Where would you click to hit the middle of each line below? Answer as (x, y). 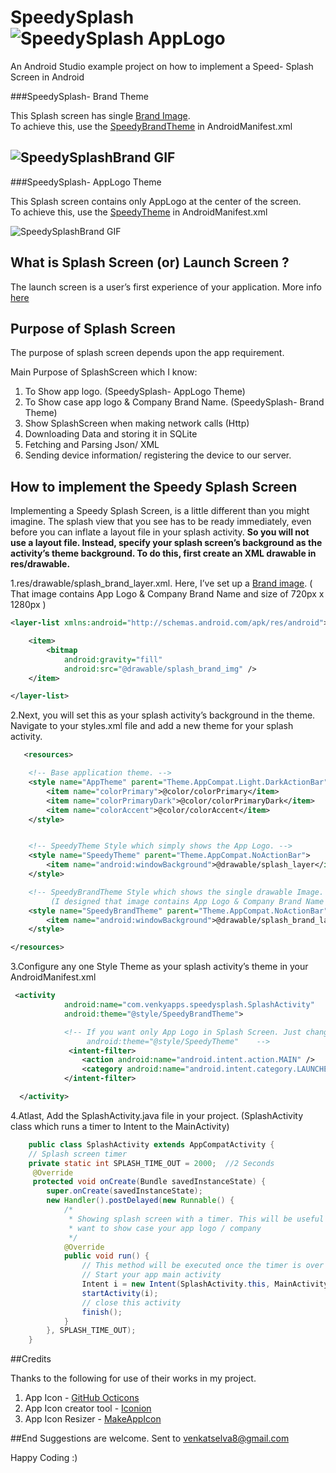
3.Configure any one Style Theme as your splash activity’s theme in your (159, 967)
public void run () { (106, 1256)
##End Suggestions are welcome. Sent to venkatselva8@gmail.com (150, 1438)
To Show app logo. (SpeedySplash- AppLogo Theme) (135, 392)
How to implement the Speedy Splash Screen (154, 486)
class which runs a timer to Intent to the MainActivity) (120, 1126)
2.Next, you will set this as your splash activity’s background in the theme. (163, 715)
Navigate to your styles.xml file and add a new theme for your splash (152, 726)
